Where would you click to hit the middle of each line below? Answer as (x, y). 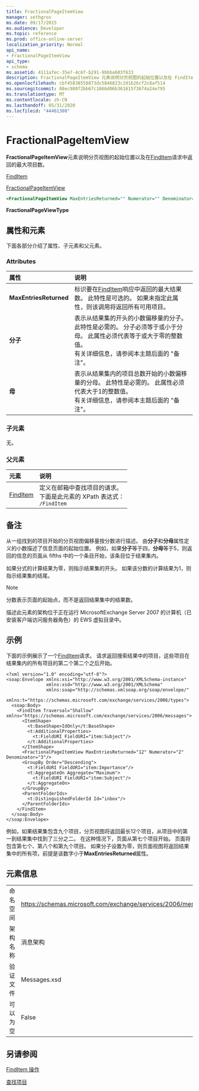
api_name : (18, 50)
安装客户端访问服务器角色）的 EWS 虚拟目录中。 (65, 619)
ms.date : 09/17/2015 (32, 23)
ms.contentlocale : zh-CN (37, 100)
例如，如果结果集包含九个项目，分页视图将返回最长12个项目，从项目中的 (94, 831)
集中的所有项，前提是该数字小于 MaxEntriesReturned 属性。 (79, 853)
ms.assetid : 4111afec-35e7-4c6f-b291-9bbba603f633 (70, 72)
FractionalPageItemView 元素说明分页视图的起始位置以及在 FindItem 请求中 (97, 157)
